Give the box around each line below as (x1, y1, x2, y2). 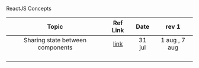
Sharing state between (23, 36, 87, 44)
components (37, 43, 73, 52)
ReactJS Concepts (6, 5, 52, 12)
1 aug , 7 (161, 36, 185, 44)
